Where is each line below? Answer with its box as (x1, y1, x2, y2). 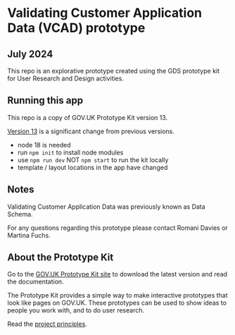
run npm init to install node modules (17, 148, 124, 157)
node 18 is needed (17, 140, 72, 149)
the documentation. (7, 277, 65, 286)
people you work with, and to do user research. (7, 306, 145, 315)
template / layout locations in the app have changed (17, 163, 168, 171)
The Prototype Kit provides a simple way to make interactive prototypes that (7, 291, 228, 300)
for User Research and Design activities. (7, 74, 125, 83)
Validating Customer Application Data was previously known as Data (7, 202, 205, 211)
